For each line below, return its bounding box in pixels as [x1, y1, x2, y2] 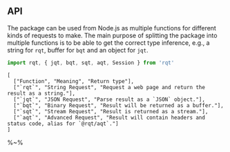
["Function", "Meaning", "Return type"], [13, 77, 135, 85]
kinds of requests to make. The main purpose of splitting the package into [7, 31, 218, 39]
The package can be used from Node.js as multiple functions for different [7, 23, 216, 32]
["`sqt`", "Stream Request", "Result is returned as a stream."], [13, 108, 209, 115]
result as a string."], [7, 90, 76, 97]
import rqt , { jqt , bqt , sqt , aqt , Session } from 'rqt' [7, 59, 175, 66]
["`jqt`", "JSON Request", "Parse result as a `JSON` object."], [13, 96, 206, 103]
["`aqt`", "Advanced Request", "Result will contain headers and [13, 114, 206, 121]
